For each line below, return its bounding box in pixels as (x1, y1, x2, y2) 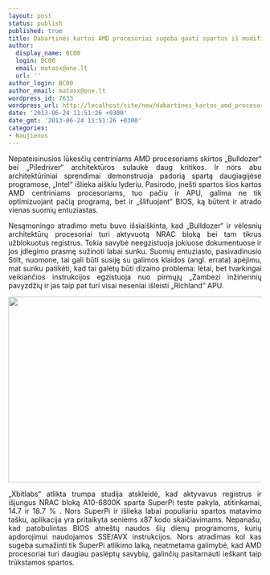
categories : (8, 124, 48, 132)
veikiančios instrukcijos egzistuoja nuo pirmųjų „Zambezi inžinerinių (8, 271, 262, 282)
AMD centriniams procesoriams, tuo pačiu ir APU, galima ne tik (8, 188, 262, 197)
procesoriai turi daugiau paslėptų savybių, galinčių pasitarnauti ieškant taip (8, 548, 262, 558)
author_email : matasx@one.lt (8, 86, 106, 95)
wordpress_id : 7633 (8, 94, 74, 102)
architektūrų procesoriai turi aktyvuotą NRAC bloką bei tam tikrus (8, 229, 262, 238)
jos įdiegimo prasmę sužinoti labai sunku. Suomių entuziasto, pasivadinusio (8, 246, 262, 256)
